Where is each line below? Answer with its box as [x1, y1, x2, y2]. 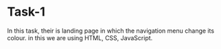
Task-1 [7, 4, 46, 20]
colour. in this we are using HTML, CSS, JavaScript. [7, 33, 153, 42]
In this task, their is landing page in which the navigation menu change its [7, 27, 215, 35]
